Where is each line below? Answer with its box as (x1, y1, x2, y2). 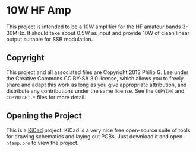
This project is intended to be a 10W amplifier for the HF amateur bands (6, 23, 181, 30)
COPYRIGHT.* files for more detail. (6, 93, 86, 101)
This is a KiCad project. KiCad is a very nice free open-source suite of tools (6, 127, 191, 134)
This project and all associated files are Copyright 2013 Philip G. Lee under (6, 69, 189, 76)
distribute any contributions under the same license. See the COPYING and (6, 87, 185, 95)
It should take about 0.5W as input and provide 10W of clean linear (27, 29, 190, 36)
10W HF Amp (6, 4, 71, 17)
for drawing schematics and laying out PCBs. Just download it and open (6, 132, 183, 140)
